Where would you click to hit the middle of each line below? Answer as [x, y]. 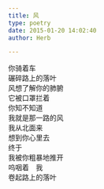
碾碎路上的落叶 [32, 78]
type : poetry [30, 23]
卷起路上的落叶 [32, 177]
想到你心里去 [29, 138]
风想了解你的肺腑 [36, 88]
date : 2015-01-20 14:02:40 [52, 30]
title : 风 [24, 15]
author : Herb [30, 38]
